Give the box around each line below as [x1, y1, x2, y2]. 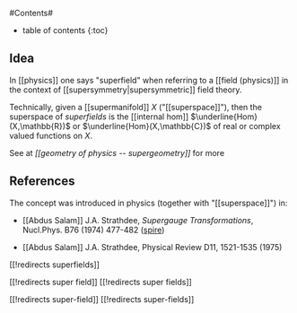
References [9, 174, 75, 189]
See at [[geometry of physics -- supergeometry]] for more [9, 147, 225, 158]
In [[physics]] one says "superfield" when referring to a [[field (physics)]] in [9, 74, 289, 85]
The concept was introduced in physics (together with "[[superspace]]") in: [9, 197, 288, 208]
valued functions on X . [9, 130, 92, 141]
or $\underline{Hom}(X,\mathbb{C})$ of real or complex [72, 120, 281, 131]
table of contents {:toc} [22, 25, 109, 35]
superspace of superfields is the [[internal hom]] [9, 111, 189, 122]
